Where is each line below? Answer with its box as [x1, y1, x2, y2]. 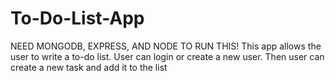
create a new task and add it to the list [10, 61, 168, 73]
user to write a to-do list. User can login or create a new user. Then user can [10, 50, 325, 62]
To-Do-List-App [10, 7, 145, 30]
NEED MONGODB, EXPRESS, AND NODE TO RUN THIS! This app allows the [10, 40, 322, 52]
